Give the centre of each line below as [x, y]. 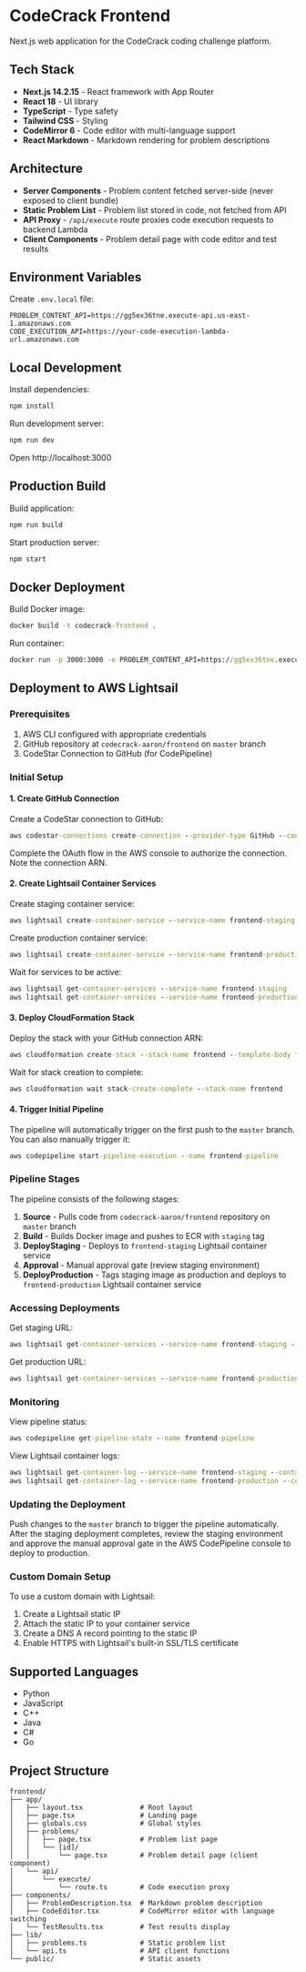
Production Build [58, 487]
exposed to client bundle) [71, 200]
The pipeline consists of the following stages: [95, 1199]
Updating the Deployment [67, 1504]
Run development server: [57, 423]
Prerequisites [40, 714]
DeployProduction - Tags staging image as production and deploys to [154, 1275]
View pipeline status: [49, 1422]
